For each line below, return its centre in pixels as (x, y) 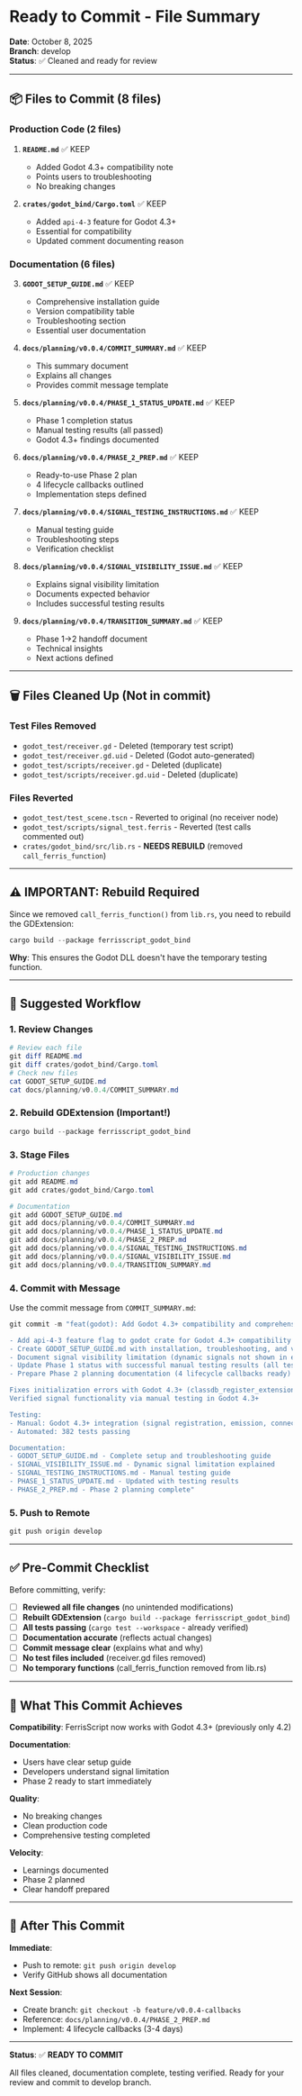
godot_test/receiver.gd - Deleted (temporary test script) (128, 746)
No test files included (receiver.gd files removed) (114, 1658)
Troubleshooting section (81, 321)
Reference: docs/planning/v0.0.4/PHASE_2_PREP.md (116, 2019)
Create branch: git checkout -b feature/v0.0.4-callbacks (132, 2010)
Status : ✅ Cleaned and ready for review (83, 60)
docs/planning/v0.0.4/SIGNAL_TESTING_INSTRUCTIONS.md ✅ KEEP (140, 512)
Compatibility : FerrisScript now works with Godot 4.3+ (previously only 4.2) (151, 1728)
